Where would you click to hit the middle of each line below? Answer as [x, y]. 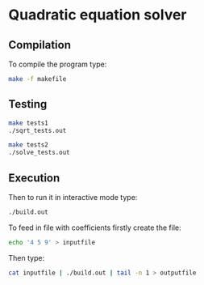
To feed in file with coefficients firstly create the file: [95, 228]
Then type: [27, 257]
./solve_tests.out [39, 153]
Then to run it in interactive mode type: [73, 197]
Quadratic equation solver [98, 15]
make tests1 [28, 123]
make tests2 [28, 145]
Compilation [40, 45]
